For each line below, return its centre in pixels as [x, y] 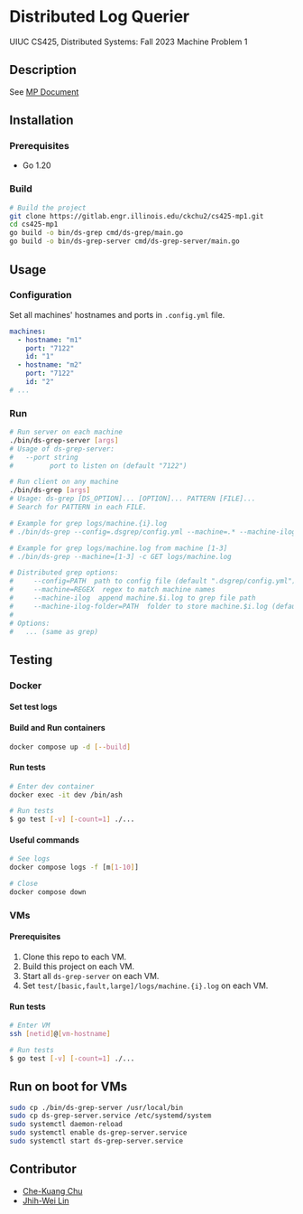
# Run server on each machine [66, 432]
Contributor [43, 1169]
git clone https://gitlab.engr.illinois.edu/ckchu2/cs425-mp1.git [137, 216]
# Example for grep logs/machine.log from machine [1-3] [119, 548]
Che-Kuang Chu [52, 1191]
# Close [24, 884]
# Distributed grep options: [64, 573]
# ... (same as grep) [54, 631]
